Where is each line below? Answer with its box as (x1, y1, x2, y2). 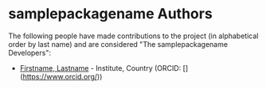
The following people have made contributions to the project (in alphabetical (8, 31, 259, 41)
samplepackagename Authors (8, 5, 213, 23)
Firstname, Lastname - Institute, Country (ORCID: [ (19, 63, 186, 72)
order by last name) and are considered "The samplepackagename (8, 39, 229, 48)
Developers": (8, 48, 52, 57)
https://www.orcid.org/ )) (22, 72, 103, 81)
